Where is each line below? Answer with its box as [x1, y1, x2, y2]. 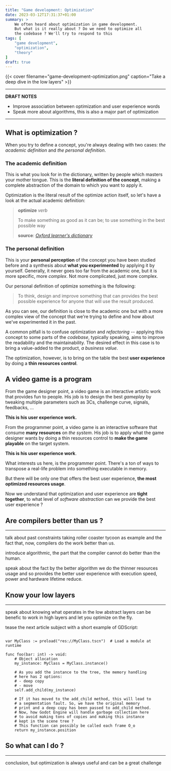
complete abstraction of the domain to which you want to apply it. [5, 182, 144, 188]
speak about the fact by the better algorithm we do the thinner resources [5, 565, 158, 572]
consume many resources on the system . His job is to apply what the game [5, 430, 164, 436]
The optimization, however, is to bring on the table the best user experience [5, 355, 165, 361]
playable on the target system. [5, 441, 70, 447]
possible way [17, 222, 46, 229]
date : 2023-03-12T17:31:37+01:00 [5, 12, 76, 17]
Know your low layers [5, 591, 75, 599]
